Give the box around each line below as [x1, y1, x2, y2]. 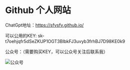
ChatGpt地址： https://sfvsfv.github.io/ [5, 22, 84, 28]
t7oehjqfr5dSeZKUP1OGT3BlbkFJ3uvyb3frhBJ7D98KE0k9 [5, 38, 125, 44]
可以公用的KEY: [5, 32, 37, 38]
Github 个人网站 [5, 4, 71, 16]
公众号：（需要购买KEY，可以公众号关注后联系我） [5, 48, 108, 54]
